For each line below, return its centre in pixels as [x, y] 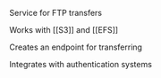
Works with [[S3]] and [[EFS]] [64, 30]
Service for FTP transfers [56, 13]
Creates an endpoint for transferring [76, 47]
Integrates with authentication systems [80, 64]
